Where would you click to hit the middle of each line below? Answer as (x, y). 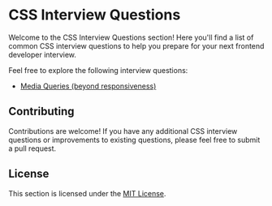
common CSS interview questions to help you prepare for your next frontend (136, 45)
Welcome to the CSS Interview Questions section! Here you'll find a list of (131, 37)
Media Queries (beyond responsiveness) (88, 86)
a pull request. (32, 148)
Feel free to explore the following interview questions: (98, 70)
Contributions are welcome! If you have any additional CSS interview (123, 131)
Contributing (41, 112)
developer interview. (43, 54)
